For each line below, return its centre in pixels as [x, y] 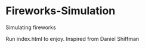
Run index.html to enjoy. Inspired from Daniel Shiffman [72, 39]
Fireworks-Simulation [61, 11]
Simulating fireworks [31, 27]
